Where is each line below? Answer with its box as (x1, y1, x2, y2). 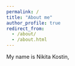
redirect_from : (6, 25, 45, 32)
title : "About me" (6, 14, 53, 20)
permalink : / (6, 8, 39, 15)
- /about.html (11, 37, 47, 43)
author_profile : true (6, 20, 61, 26)
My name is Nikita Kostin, (6, 53, 70, 60)
